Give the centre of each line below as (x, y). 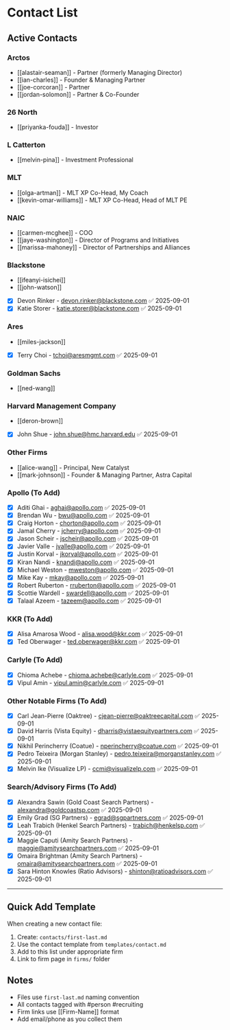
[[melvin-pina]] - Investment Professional (75, 160)
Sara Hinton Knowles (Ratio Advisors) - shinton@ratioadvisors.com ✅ (115, 871)
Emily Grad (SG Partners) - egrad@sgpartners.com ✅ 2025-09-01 (110, 817)
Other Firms (27, 453)
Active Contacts (42, 38)
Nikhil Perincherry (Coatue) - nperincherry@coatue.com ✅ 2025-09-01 (118, 746)
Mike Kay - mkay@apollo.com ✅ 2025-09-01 (80, 577)
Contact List (42, 13)
